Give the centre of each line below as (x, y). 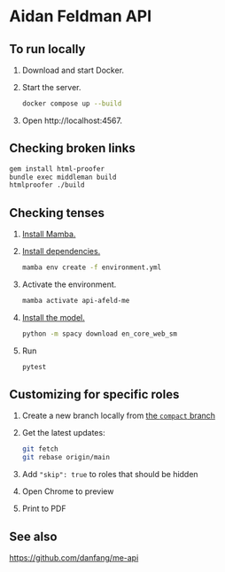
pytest (34, 367)
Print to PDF (44, 509)
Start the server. (51, 87)
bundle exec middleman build (63, 177)
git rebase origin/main (66, 458)
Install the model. (54, 317)
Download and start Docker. (73, 70)
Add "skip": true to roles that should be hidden (110, 475)
